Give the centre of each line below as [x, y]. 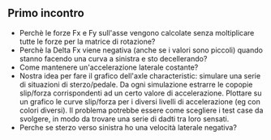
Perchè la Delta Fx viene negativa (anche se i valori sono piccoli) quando [141, 50]
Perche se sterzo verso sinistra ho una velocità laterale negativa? [128, 127]
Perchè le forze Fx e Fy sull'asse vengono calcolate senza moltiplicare [137, 32]
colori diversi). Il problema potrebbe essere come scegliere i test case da [141, 110]
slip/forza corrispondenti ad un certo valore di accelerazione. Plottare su [140, 93]
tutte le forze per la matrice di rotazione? [87, 41]
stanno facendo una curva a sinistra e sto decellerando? [113, 58]
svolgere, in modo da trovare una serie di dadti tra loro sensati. [124, 119]
